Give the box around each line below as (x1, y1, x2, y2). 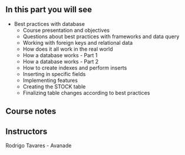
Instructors (5, 126, 48, 136)
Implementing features (22, 77, 78, 84)
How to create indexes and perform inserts (22, 64, 127, 71)
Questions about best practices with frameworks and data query (22, 32, 180, 40)
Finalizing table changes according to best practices (22, 89, 150, 96)
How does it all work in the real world (22, 45, 113, 52)
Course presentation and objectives (22, 27, 110, 34)
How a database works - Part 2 (22, 58, 99, 65)
